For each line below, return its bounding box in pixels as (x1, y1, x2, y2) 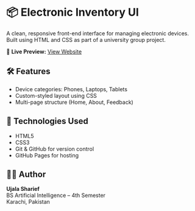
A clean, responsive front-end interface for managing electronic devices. (6, 29, 189, 37)
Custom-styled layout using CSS (15, 92, 97, 99)
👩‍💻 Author (6, 169, 46, 179)
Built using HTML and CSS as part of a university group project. (6, 36, 166, 43)
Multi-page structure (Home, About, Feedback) (15, 99, 134, 106)
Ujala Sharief (6, 185, 40, 193)
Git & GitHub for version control (15, 145, 94, 153)
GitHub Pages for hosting (15, 151, 79, 159)
